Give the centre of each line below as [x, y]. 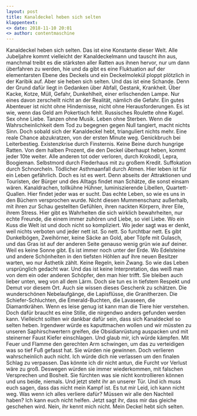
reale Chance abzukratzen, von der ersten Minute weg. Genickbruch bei [94, 138]
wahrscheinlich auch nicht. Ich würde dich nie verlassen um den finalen [93, 357]
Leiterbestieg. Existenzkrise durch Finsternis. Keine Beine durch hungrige [95, 144]
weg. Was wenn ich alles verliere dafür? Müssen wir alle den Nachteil [90, 394]
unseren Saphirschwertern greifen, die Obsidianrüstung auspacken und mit [97, 332]
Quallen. [16, 194]
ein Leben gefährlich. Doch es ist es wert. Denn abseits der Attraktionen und [98, 175]
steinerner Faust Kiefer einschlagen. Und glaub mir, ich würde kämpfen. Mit [98, 338]
